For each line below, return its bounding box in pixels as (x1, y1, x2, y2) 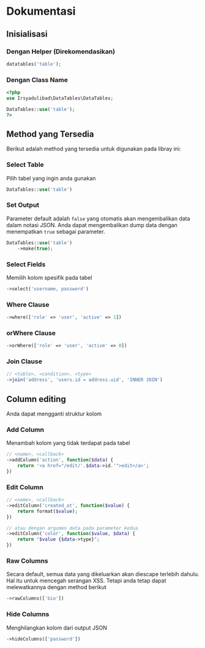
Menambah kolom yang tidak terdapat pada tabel (6, 439, 130, 447)
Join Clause (6, 357, 43, 366)
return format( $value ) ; (17, 508, 78, 514)
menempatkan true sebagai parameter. (6, 228, 105, 235)
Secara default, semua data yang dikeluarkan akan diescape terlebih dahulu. (6, 571, 200, 578)
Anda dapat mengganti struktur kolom (6, 410, 102, 417)
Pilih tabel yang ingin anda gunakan (6, 174, 96, 182)
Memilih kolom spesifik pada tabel (6, 274, 92, 281)
